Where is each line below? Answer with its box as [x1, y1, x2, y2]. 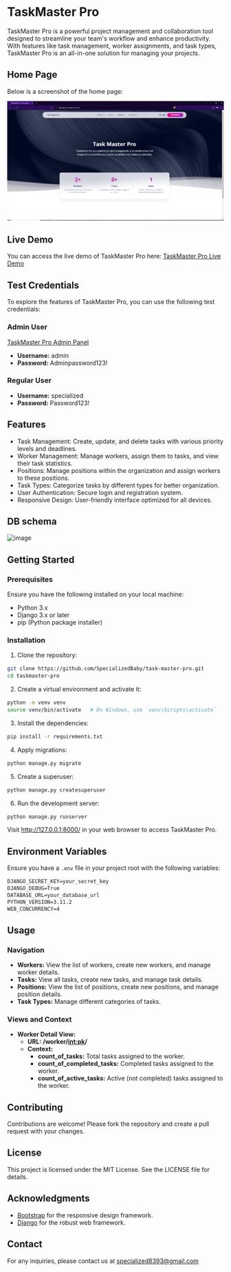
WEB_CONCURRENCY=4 [7, 906, 60, 913]
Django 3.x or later [16, 611, 70, 619]
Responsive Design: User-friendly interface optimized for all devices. [16, 496, 212, 504]
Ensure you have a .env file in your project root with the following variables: [7, 864, 221, 872]
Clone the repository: [16, 651, 78, 659]
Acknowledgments [7, 1193, 91, 1204]
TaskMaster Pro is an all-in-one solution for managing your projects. [7, 49, 201, 57]
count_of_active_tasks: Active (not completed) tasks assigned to [37, 1074, 223, 1082]
